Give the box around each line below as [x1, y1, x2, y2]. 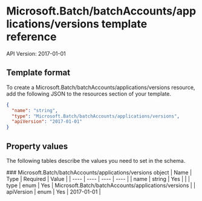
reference [6, 30, 57, 44]
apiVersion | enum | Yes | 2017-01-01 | [6, 188, 101, 195]
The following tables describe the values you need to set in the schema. [6, 157, 186, 164]
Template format [6, 68, 71, 78]
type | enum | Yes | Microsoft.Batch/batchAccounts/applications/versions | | [6, 182, 196, 189]
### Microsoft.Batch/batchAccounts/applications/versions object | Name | [6, 168, 192, 176]
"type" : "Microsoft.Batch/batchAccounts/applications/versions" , [11, 113, 180, 119]
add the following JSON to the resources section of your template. [6, 90, 171, 97]
